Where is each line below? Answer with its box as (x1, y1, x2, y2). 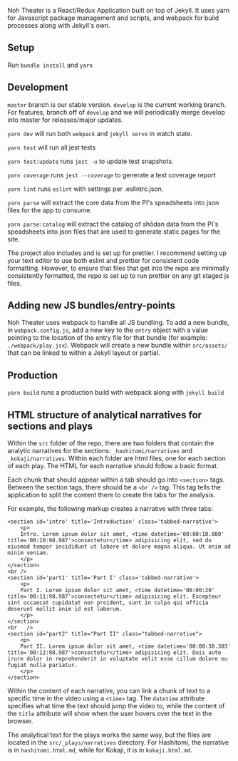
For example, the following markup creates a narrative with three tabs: (7, 504, 214, 513)
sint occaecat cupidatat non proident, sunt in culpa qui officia (7, 599, 209, 606)
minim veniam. (7, 549, 50, 556)
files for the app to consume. (7, 206, 93, 214)
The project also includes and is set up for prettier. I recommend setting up (7, 249, 227, 257)
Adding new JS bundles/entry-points (7, 299, 176, 312)
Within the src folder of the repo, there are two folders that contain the (7, 439, 214, 447)
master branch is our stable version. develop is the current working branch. (7, 100, 227, 109)
